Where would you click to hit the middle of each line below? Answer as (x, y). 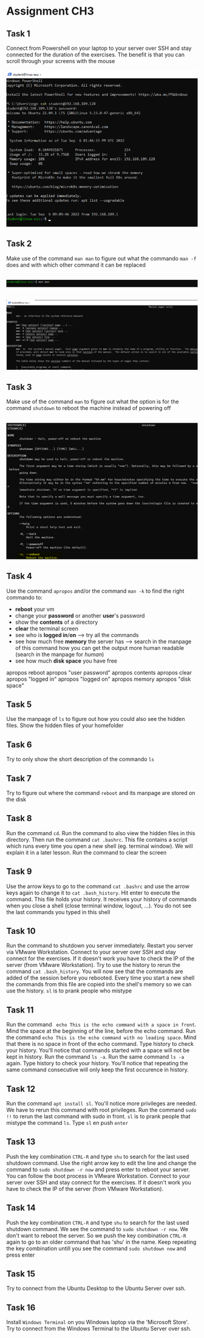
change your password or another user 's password (80, 615)
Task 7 (19, 778)
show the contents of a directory (56, 622)
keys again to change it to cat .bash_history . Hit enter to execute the (93, 893)
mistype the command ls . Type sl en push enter (67, 1123)
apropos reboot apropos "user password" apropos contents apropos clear (99, 672)
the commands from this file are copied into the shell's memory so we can (99, 985)
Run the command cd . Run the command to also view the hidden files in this (101, 833)
